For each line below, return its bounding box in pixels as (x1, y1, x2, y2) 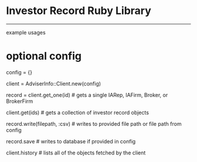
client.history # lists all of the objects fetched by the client (6, 149, 146, 156)
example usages (6, 29, 46, 36)
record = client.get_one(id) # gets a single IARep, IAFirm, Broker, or (6, 91, 168, 98)
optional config (6, 50, 82, 63)
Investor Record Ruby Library (6, 4, 151, 18)
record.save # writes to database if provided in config (6, 137, 136, 144)
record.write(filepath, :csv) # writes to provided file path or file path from (6, 120, 182, 127)
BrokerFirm (6, 98, 33, 105)
